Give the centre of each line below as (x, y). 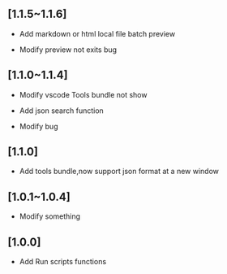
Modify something (50, 216)
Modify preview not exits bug (68, 50)
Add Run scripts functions (63, 262)
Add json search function (62, 111)
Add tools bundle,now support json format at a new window (119, 172)
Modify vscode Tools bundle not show (83, 94)
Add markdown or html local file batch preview (97, 33)
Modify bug (39, 126)
